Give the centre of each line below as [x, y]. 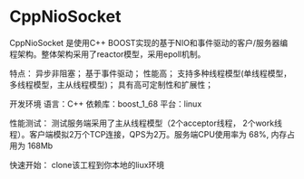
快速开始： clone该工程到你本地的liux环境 [87, 165]
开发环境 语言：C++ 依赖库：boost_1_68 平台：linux [106, 104]
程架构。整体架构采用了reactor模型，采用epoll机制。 [108, 54]
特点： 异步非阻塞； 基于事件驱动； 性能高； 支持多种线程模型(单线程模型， [151, 73]
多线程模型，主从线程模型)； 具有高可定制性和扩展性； [112, 84]
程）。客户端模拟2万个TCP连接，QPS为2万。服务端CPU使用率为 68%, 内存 [148, 134]
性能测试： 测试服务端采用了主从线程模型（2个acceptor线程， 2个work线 [146, 123]
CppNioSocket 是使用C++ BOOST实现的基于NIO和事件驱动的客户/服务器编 [149, 42]
